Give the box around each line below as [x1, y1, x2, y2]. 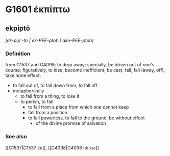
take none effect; [5, 72, 41, 79]
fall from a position [28, 110, 67, 116]
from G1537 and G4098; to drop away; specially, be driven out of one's [5, 62, 155, 68]
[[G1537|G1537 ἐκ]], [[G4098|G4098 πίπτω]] [5, 144, 99, 151]
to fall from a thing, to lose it [20, 93, 80, 99]
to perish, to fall [20, 98, 54, 105]
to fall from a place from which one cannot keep [28, 104, 129, 110]
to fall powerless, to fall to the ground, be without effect [28, 115, 145, 121]
